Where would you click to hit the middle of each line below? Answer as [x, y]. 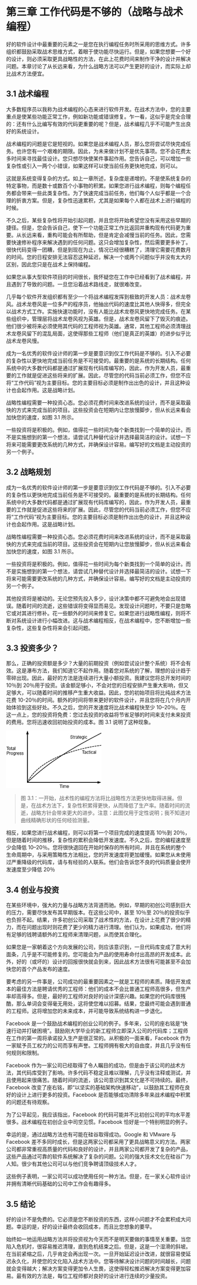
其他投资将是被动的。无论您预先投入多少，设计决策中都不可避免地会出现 [93, 598]
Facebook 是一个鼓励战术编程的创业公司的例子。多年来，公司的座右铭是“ [94, 1023]
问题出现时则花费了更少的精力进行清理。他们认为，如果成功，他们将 [108, 927]
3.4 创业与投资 [33, 890]
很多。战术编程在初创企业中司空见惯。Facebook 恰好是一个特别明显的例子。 [98, 1122]
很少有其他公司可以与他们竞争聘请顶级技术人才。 [80, 1164]
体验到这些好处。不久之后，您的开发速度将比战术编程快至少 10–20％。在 [98, 707]
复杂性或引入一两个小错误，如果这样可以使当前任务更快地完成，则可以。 [93, 166]
